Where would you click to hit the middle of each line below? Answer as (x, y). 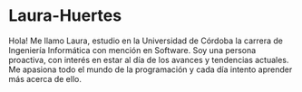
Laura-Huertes (65, 16)
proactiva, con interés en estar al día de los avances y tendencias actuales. (149, 60)
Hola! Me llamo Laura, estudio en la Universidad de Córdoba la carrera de (146, 41)
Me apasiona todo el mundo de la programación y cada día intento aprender (151, 69)
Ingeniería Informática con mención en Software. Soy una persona (132, 50)
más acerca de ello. (45, 78)
